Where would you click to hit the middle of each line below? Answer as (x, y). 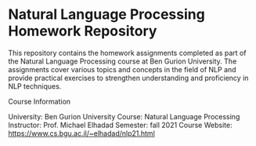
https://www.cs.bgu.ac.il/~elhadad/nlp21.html (81, 133)
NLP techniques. (35, 86)
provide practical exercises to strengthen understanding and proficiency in (128, 78)
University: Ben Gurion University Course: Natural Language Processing (124, 116)
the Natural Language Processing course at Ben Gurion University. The (123, 61)
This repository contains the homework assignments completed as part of (127, 53)
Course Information (40, 101)
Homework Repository (83, 31)
